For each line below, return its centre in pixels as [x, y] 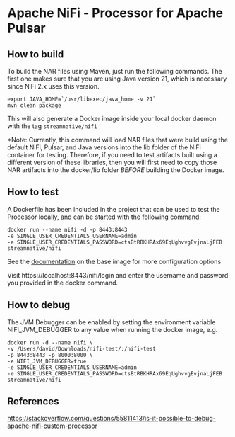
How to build [36, 54]
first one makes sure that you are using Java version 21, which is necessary [117, 79]
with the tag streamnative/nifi [52, 126]
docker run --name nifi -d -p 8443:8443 [68, 229]
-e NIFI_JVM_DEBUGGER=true [47, 361]
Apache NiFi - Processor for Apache [115, 13]
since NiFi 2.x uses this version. [54, 86]
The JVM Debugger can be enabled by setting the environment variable [112, 322]
